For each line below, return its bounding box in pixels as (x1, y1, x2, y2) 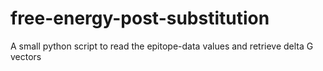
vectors (10, 50, 42, 62)
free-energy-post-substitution (10, 7, 270, 30)
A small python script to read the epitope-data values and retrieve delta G (10, 40, 314, 52)
